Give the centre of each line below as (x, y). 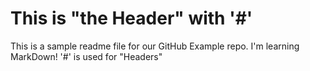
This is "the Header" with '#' (131, 18)
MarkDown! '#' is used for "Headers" (86, 56)
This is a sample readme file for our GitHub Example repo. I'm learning (155, 46)
